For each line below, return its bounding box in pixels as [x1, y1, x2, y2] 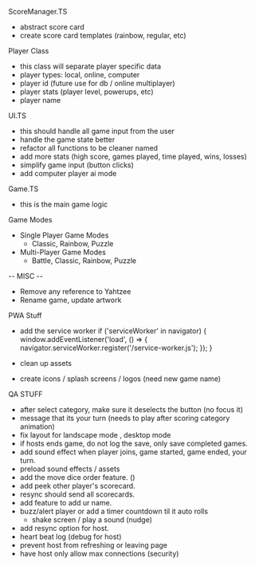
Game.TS [8, 184, 39, 194]
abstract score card [19, 22, 85, 31]
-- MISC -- [8, 271, 44, 281]
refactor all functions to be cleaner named [19, 143, 158, 152]
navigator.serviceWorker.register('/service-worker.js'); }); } [19, 343, 213, 352]
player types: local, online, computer [19, 70, 140, 79]
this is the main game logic [19, 199, 108, 209]
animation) [19, 422, 56, 431]
